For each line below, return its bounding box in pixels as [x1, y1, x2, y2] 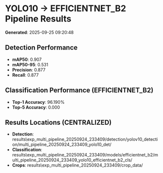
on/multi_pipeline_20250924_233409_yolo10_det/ [12, 142, 112, 148]
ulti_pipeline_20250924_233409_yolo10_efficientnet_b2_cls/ [12, 157, 132, 163]
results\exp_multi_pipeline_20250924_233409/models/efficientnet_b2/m [12, 152, 158, 158]
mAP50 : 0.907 [12, 57, 42, 62]
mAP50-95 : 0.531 [12, 61, 49, 67]
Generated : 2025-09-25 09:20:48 [5, 29, 74, 35]
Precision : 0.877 [12, 67, 46, 73]
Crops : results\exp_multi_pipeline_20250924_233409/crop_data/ [12, 162, 143, 168]
